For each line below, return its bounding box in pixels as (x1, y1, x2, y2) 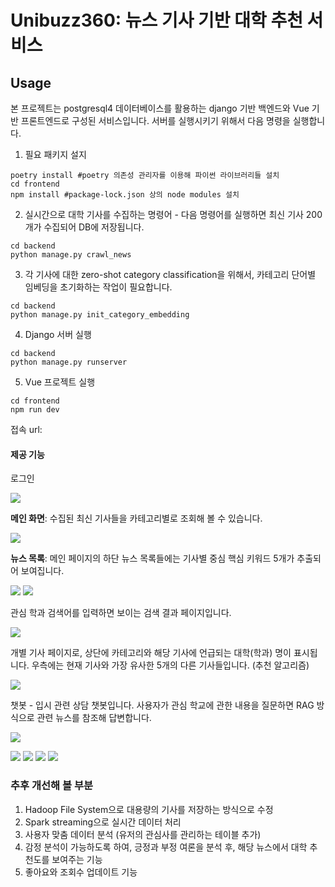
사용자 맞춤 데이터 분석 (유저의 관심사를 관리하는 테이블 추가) (24, 828, 262, 840)
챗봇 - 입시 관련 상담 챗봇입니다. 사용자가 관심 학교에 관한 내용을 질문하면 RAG (10, 699, 315, 711)
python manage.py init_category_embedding (10, 310, 190, 320)
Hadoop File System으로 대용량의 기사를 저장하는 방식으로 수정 (24, 803, 274, 815)
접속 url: (10, 424, 43, 435)
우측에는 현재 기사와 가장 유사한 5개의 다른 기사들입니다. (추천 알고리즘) (31, 659, 310, 671)
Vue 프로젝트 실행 (24, 376, 96, 388)
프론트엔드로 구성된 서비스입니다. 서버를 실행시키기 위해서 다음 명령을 (20, 115, 291, 126)
